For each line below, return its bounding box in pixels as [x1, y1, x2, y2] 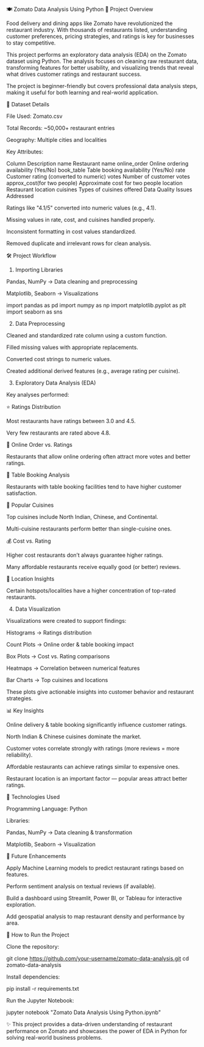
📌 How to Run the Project [6, 931, 69, 938]
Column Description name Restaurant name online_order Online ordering [6, 160, 189, 167]
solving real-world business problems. [6, 1034, 102, 1041]
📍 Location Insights [6, 575, 55, 582]
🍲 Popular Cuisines [6, 501, 54, 509]
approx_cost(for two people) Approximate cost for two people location [6, 180, 183, 186]
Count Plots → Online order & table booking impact [6, 641, 134, 648]
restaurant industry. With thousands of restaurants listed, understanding [6, 26, 188, 33]
